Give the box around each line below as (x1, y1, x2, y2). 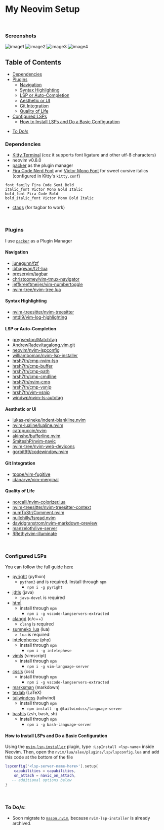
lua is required (19, 632, 49, 638)
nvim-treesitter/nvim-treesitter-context (12, 504, 91, 510)
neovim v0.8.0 (12, 157, 41, 163)
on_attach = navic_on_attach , (14, 773, 77, 778)
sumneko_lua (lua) (12, 626, 50, 632)
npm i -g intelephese (27, 648, 72, 654)
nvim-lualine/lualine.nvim (12, 422, 63, 428)
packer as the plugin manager (12, 162, 73, 168)
